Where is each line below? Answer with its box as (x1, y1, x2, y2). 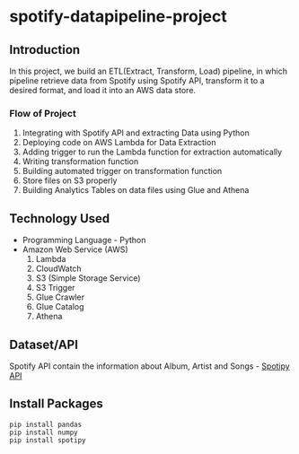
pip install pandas (9, 420, 83, 429)
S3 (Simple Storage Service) (35, 273, 141, 284)
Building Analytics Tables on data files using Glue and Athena (22, 185, 250, 196)
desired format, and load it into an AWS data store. (9, 85, 196, 95)
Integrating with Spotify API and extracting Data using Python (22, 127, 250, 138)
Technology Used (9, 211, 110, 226)
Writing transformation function (22, 156, 139, 167)
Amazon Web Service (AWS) (22, 244, 128, 255)
